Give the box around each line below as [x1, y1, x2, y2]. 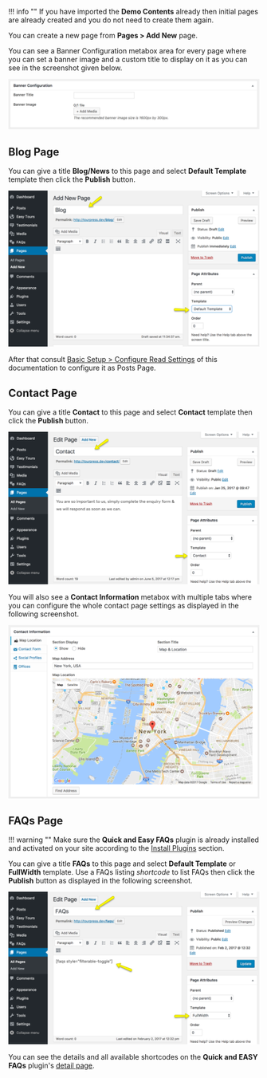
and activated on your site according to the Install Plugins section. [8, 844, 225, 853]
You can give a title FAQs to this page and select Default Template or [8, 859, 237, 868]
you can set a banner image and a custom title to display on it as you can [8, 55, 248, 64]
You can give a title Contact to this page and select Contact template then [8, 407, 253, 417]
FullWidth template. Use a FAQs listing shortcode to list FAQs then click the [8, 868, 255, 877]
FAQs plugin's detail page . [8, 1060, 95, 1070]
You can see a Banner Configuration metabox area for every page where [8, 46, 247, 55]
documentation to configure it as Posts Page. [8, 363, 157, 373]
